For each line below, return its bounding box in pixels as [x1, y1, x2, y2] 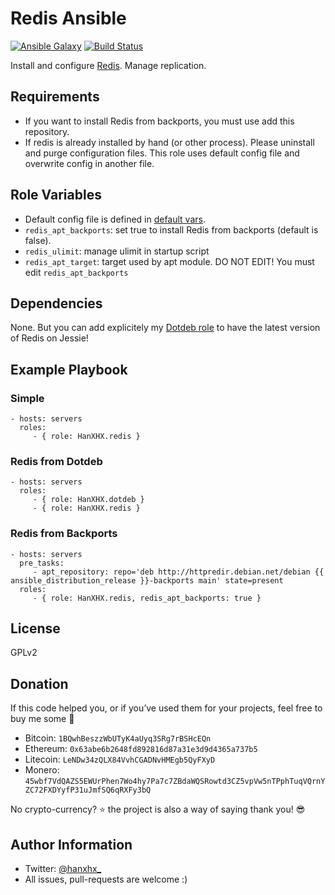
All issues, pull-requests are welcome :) [24, 873, 188, 886]
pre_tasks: [19, 558, 65, 568]
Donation [10, 675, 69, 692]
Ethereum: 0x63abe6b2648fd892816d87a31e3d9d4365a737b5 [24, 743, 258, 755]
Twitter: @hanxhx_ [24, 863, 102, 875]
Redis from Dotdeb [10, 454, 103, 468]
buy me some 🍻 [10, 713, 75, 725]
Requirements [10, 88, 100, 106]
